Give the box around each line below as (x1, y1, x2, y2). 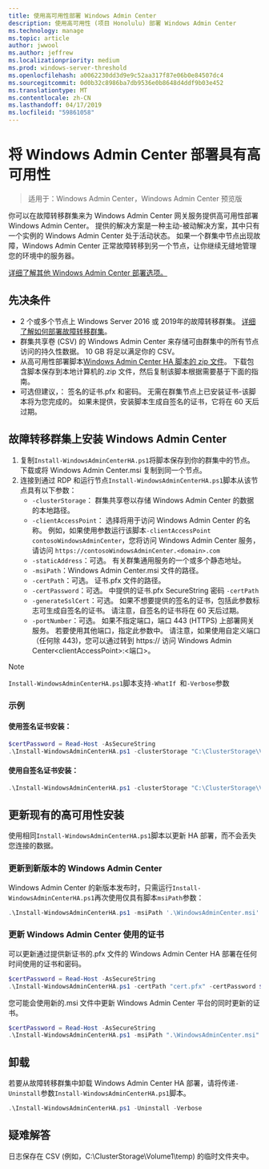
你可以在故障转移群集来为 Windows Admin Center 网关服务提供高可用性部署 (8, 210, 259, 220)
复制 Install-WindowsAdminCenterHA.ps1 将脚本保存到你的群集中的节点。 (19, 455, 255, 465)
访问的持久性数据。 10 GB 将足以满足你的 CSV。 (19, 346, 179, 356)
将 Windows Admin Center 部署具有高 (8, 146, 261, 164)
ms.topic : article (8, 34, 70, 42)
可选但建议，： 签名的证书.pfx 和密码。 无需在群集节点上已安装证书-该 (19, 386, 250, 396)
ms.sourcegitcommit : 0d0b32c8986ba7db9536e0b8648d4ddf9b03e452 (8, 79, 224, 87)
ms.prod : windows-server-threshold (8, 64, 127, 72)
